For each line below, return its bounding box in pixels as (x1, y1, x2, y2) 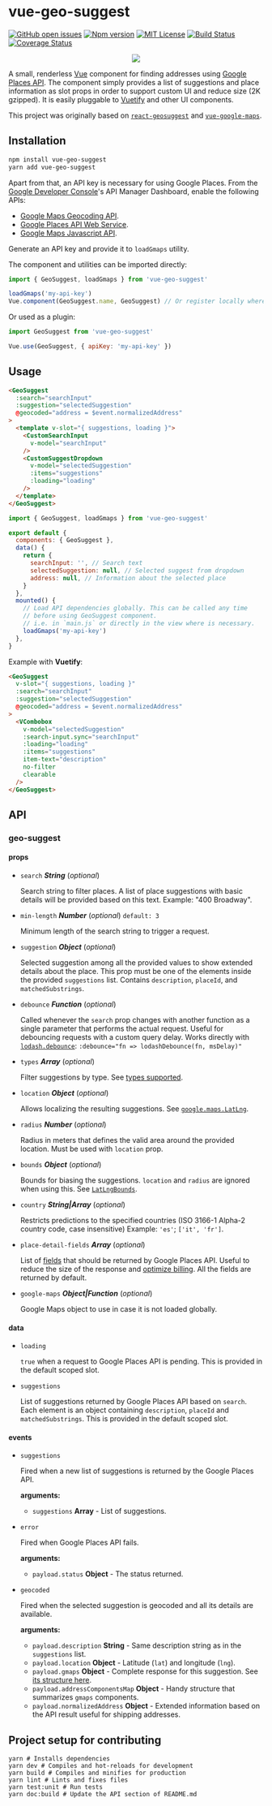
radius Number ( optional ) (19, 1119, 107, 1130)
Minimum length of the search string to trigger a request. (19, 926, 210, 936)
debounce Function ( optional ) (19, 999, 117, 1009)
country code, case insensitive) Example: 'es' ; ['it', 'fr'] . (19, 1224, 224, 1234)
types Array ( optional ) (19, 1057, 95, 1067)
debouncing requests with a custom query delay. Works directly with (19, 1032, 249, 1042)
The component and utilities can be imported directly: (8, 259, 188, 269)
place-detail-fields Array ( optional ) (19, 1240, 146, 1250)
